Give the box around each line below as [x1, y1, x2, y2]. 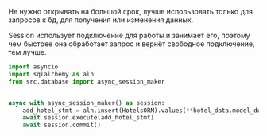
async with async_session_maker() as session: [8, 99, 165, 107]
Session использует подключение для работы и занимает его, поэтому [8, 31, 250, 40]
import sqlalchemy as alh [8, 70, 94, 78]
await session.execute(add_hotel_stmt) [22, 114, 155, 122]
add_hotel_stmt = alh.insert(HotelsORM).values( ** [22, 107, 194, 115]
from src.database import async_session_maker [8, 77, 165, 86]
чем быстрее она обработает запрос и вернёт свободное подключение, [8, 39, 256, 49]
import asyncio [8, 63, 59, 71]
